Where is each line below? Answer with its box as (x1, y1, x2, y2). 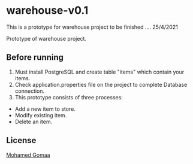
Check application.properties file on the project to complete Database (14, 81, 188, 88)
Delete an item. (14, 118, 53, 125)
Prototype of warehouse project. (6, 35, 87, 42)
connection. (14, 87, 45, 95)
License (6, 135, 37, 145)
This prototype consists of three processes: (14, 93, 123, 101)
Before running (6, 52, 64, 63)
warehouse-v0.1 (6, 4, 89, 17)
